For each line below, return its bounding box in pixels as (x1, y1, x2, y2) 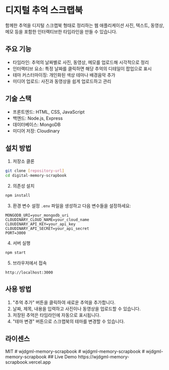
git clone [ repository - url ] (5, 168, 65, 173)
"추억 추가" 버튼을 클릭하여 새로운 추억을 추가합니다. (12, 299, 115, 305)
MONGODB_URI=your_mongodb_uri (5, 213, 69, 218)
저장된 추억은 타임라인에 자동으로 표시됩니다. (12, 312, 101, 318)
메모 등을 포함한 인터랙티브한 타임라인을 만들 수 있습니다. (5, 28, 117, 34)
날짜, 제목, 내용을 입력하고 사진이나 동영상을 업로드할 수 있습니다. (12, 305, 141, 311)
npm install (5, 193, 30, 198)
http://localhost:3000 (5, 270, 53, 275)
